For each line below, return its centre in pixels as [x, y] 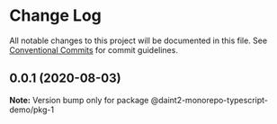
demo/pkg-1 [32, 110]
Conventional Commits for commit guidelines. [94, 49]
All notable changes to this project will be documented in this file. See [138, 40]
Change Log [55, 16]
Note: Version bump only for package [79, 100]
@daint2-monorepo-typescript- [209, 100]
